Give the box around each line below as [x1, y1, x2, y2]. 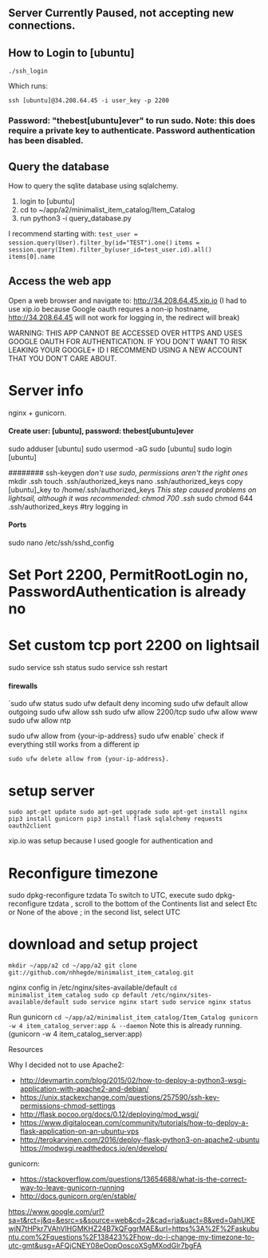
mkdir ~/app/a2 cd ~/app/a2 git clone [8, 962, 137, 970]
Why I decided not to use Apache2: [8, 1060, 124, 1069]
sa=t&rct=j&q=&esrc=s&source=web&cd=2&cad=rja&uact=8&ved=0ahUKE [8, 1216, 255, 1225]
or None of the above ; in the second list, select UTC [8, 907, 181, 917]
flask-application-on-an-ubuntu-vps [19, 1126, 140, 1137]
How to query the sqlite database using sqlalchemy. [8, 181, 179, 190]
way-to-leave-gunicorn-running [19, 1183, 125, 1193]
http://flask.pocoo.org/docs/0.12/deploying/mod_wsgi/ [19, 1109, 199, 1119]
